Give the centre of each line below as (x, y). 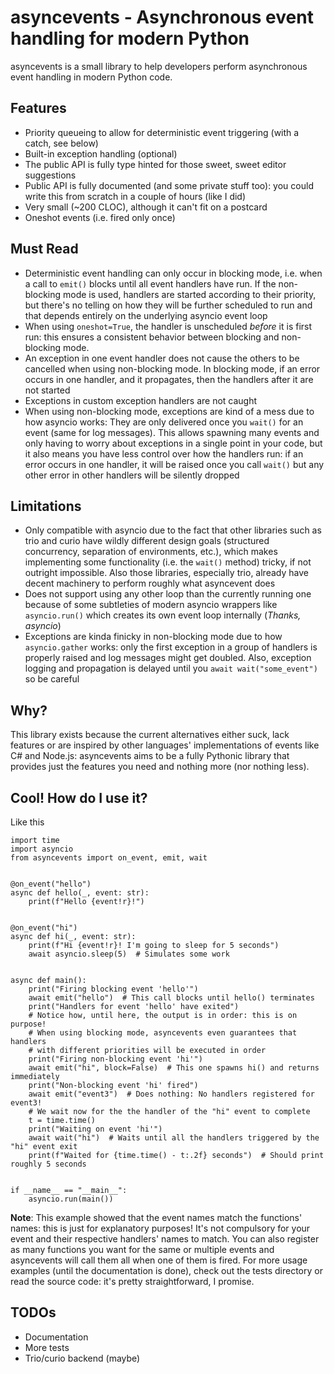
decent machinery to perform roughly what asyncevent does (150, 583)
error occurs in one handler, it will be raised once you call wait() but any (174, 464)
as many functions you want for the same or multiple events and (142, 1249)
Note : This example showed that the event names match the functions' (156, 1217)
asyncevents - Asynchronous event (162, 17)
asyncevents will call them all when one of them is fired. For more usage (159, 1260)
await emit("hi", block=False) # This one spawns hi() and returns (174, 1068)
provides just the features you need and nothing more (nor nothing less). (160, 767)
